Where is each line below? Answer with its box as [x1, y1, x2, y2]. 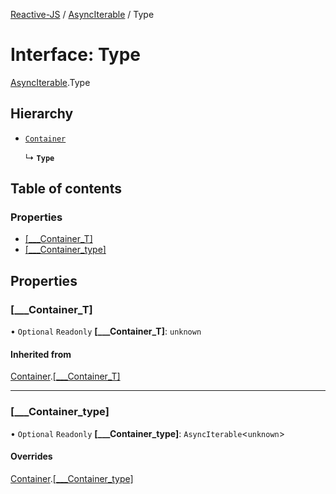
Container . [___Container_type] [10, 472, 134, 484]
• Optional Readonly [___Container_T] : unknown [10, 325, 202, 338]
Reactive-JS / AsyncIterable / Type [10, 9, 155, 20]
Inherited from [10, 348, 72, 360]
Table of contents [10, 180, 122, 198]
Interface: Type [10, 44, 142, 66]
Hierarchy [10, 105, 74, 123]
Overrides [10, 450, 53, 463]
